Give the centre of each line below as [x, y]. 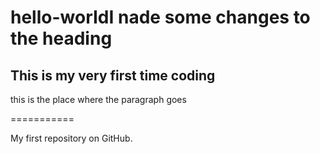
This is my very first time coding [113, 75]
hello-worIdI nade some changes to [160, 17]
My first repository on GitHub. [71, 138]
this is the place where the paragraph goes [98, 99]
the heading [61, 38]
